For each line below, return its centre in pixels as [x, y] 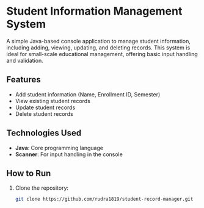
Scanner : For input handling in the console [69, 154]
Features [24, 80]
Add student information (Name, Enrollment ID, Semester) [88, 94]
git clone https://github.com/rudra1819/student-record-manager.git [104, 199]
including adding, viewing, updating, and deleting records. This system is [98, 48]
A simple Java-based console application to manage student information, [98, 41]
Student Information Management [94, 11]
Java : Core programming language [59, 148]
